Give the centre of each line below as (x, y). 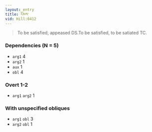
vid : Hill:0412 (21, 19)
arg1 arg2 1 (23, 95)
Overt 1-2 (17, 85)
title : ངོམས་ (17, 14)
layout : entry (20, 10)
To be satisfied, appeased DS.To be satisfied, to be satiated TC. (82, 33)
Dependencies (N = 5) (32, 46)
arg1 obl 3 (23, 119)
